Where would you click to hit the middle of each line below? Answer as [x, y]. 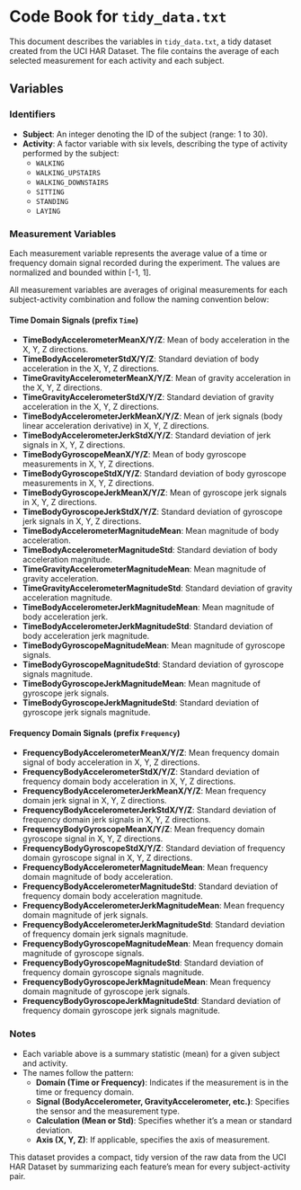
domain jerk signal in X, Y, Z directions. [95, 801]
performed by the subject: [71, 153]
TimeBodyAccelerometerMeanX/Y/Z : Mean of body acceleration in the [156, 340]
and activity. [45, 1063]
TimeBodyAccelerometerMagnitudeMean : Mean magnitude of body [150, 531]
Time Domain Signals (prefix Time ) [74, 320]
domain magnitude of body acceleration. [97, 877]
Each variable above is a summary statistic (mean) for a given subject [151, 1053]
